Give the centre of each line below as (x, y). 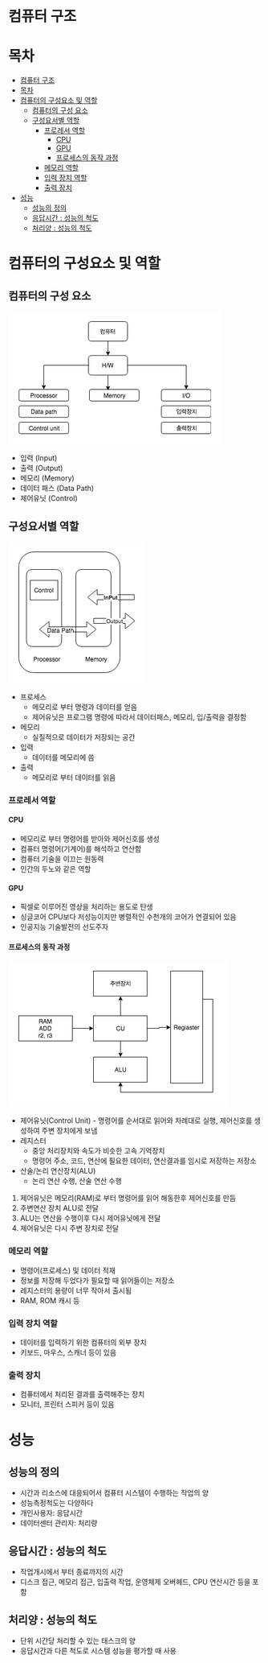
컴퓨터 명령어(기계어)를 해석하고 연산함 (81, 849)
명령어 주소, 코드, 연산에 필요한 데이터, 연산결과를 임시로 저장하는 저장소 (144, 1161)
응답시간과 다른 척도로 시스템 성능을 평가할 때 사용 (98, 1650)
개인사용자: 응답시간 (51, 1513)
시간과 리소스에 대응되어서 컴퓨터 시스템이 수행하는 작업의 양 (114, 1493)
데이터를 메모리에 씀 (63, 757)
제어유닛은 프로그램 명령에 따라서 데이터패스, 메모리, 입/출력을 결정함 (139, 716)
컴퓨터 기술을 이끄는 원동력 (62, 859)
